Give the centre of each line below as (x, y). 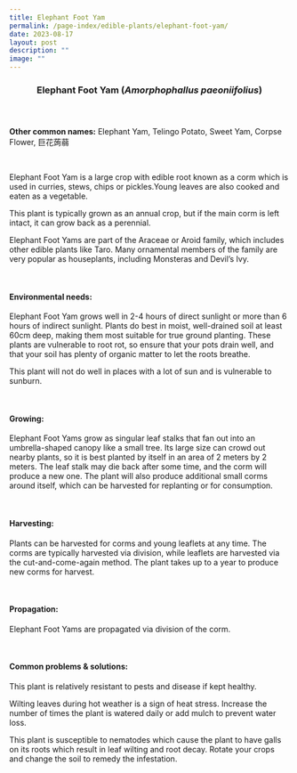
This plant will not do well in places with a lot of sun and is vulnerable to (140, 371)
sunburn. (26, 381)
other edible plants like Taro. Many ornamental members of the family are (144, 249)
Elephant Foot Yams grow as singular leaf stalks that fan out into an (132, 438)
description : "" (39, 51)
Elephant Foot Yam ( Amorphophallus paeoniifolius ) (149, 90)
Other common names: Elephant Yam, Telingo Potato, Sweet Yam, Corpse (146, 131)
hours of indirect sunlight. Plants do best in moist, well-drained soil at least (146, 326)
